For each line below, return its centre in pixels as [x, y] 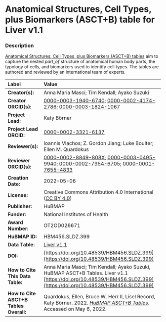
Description [20, 46]
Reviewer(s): [23, 146]
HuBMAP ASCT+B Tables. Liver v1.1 [86, 273]
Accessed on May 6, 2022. [75, 309]
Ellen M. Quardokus [66, 149]
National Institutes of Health [76, 215]
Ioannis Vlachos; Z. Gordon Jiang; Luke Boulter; [99, 143]
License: [18, 195]
